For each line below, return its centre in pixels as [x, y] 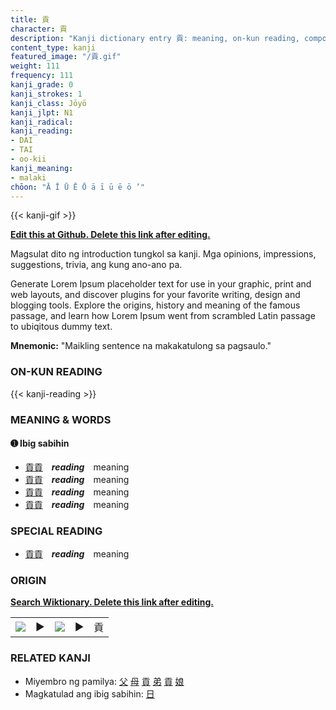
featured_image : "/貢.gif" [66, 57]
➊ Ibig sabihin [40, 443]
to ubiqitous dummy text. [61, 327]
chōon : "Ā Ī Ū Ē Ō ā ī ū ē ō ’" [77, 187]
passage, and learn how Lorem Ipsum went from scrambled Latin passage [163, 316]
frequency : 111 [42, 76]
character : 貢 [39, 29]
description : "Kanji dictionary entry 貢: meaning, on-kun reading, [155, 38]
